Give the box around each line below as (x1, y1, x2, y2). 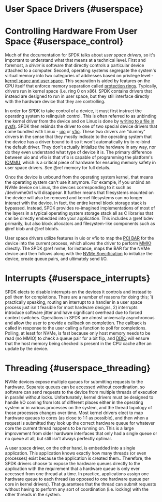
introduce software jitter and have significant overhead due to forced (5, 310, 143, 315)
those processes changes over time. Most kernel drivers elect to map (5, 410, 144, 415)
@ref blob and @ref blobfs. (5, 226, 59, 232)
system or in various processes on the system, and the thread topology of (5, 405, 152, 410)
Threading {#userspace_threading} (5, 363, 151, 374)
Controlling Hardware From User (5, 26, 138, 37)
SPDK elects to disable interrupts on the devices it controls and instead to (5, 289, 152, 295)
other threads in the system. (5, 492, 61, 497)
